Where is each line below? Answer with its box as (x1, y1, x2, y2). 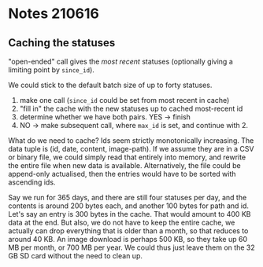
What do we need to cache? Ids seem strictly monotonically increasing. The (8, 136, 254, 145)
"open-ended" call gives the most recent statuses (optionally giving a (8, 57, 234, 66)
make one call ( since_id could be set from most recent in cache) (19, 96, 230, 104)
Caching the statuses (8, 36, 116, 49)
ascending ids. (8, 177, 56, 187)
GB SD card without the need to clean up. (8, 251, 143, 260)
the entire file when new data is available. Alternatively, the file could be (8, 161, 242, 170)
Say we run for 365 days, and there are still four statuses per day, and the (8, 193, 247, 202)
